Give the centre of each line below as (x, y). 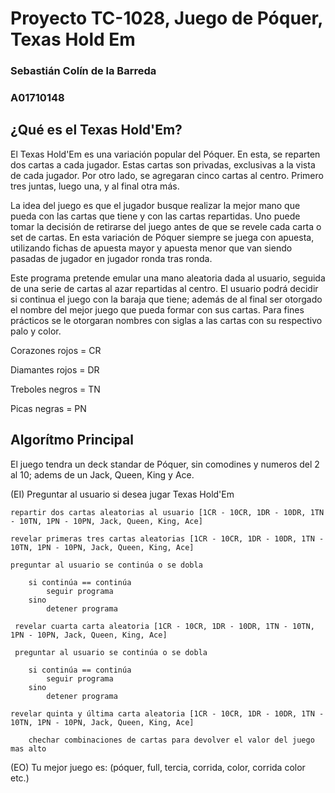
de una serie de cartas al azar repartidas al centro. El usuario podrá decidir (164, 288)
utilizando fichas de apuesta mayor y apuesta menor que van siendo (151, 248)
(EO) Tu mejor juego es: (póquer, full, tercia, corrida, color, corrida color (158, 767)
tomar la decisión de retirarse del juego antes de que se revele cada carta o (166, 226)
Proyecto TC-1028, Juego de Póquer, (166, 18)
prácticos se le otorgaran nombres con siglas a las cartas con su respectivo (166, 320)
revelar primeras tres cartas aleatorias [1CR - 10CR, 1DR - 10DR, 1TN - (167, 538)
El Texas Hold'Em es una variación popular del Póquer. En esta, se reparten (165, 154)
